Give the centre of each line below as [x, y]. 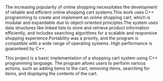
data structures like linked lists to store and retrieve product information [77, 28]
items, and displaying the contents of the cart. [51, 73]
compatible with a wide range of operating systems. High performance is [79, 43]
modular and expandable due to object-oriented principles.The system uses [81, 22]
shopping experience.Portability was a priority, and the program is [72, 38]
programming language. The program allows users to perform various [75, 63]
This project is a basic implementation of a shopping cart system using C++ [81, 58]
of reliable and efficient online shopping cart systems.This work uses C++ [80, 12]
